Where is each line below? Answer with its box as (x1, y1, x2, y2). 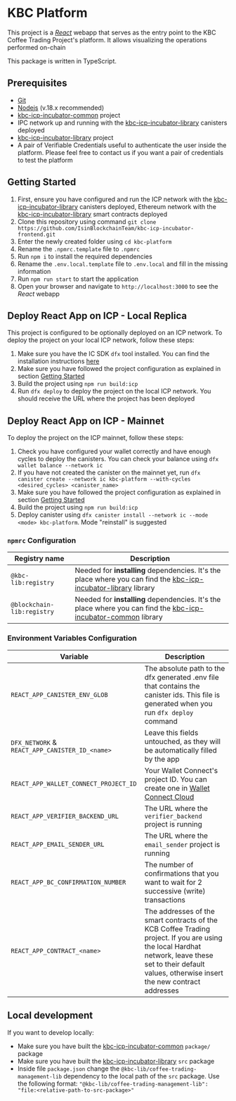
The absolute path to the (144, 663, 225, 673)
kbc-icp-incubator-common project (17, 111, 121, 119)
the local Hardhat (144, 941, 202, 951)
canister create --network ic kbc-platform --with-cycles (17, 476, 191, 483)
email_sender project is (144, 839, 221, 849)
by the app (144, 754, 181, 764)
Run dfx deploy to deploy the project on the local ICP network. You (17, 387, 211, 396)
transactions (144, 895, 186, 905)
